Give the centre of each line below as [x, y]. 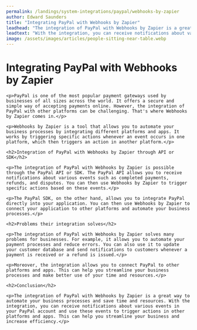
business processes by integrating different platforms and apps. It [93, 132]
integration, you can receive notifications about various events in [93, 306]
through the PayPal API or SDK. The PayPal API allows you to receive [94, 173]
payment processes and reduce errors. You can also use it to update [93, 244]
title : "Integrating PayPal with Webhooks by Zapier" [73, 22]
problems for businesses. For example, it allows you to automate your [95, 239]
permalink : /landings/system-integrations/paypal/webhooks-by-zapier [93, 11]
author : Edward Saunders [36, 17]
